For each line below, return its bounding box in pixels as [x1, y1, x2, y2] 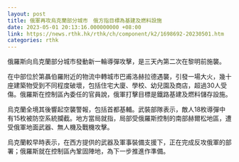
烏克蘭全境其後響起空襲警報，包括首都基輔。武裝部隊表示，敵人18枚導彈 [7, 105, 220, 114]
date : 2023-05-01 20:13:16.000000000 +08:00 [7, 23, 142, 31]
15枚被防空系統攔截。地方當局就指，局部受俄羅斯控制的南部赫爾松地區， [13, 114, 225, 123]
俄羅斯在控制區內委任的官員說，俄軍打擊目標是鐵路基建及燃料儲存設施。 [19, 90, 232, 99]
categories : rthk [7, 37, 59, 44]
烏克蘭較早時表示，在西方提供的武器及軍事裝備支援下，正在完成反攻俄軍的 [7, 138, 225, 146]
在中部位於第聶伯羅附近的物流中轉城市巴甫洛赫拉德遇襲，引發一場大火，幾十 [7, 72, 232, 81]
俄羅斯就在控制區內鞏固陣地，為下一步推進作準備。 [19, 147, 169, 156]
